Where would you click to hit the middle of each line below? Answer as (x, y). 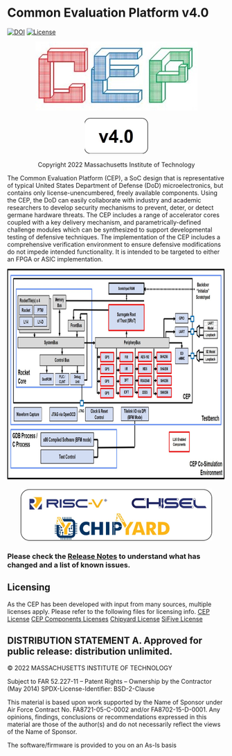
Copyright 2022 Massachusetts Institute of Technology (116, 164)
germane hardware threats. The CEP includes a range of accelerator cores (114, 215)
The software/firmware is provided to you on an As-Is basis (92, 745)
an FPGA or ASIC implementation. (55, 259)
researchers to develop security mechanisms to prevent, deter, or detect (110, 207)
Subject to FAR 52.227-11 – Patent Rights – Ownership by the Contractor (110, 682)
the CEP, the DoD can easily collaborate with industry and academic (104, 200)
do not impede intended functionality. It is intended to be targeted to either (114, 252)
